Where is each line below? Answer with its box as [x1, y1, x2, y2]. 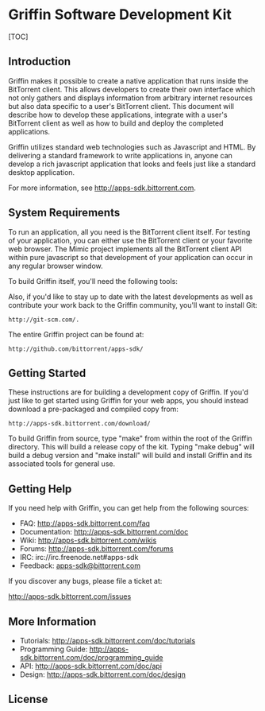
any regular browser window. [8, 261, 103, 270]
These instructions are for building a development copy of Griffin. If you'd [8, 387, 248, 397]
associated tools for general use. [8, 459, 116, 468]
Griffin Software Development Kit [8, 6, 232, 24]
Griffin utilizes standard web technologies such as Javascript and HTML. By [8, 142, 256, 152]
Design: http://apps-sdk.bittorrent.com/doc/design [19, 670, 186, 679]
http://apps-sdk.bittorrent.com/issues [8, 592, 132, 601]
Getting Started [8, 366, 86, 379]
